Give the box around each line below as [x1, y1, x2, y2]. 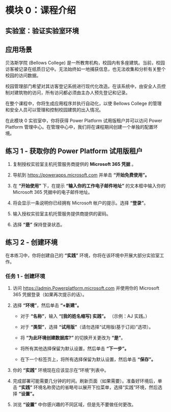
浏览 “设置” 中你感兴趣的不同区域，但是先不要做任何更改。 [12, 401, 136, 407]
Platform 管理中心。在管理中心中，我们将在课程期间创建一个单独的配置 [5, 124, 154, 130]
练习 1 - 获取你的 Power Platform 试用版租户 [5, 146, 143, 155]
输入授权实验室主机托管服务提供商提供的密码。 [12, 211, 111, 217]
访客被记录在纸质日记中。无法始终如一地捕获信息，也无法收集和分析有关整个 [5, 66, 166, 72]
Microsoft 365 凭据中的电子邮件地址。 [12, 189, 93, 195]
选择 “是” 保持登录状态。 [12, 222, 65, 228]
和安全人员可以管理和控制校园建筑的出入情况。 [5, 107, 103, 113]
